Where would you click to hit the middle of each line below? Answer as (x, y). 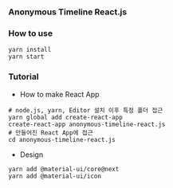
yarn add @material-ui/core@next (64, 169)
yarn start (26, 57)
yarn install (30, 50)
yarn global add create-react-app (66, 117)
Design (31, 155)
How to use (31, 33)
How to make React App (59, 94)
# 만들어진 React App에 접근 (51, 133)
